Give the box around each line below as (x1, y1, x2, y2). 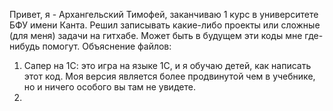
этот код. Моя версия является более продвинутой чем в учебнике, (23, 70, 316, 82)
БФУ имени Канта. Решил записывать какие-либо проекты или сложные (9, 19, 321, 31)
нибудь (9, 40, 41, 52)
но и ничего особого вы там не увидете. (23, 81, 196, 93)
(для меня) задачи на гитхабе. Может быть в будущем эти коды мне (9, 30, 303, 41)
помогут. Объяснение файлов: (42, 40, 172, 52)
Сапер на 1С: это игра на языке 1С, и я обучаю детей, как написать (23, 60, 312, 71)
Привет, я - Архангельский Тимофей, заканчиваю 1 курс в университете (9, 9, 319, 20)
